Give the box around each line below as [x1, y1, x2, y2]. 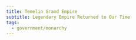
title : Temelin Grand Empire [6, 8, 78, 15]
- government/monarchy [11, 25, 67, 31]
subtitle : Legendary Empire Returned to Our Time [6, 14, 131, 20]
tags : [6, 19, 19, 25]
